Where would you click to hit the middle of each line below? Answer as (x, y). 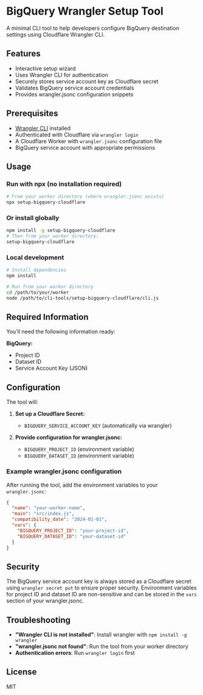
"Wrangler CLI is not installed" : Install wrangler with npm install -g (101, 635)
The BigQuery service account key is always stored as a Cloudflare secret (99, 581)
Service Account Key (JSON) (51, 368)
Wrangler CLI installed (43, 128)
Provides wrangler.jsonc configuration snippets (74, 94)
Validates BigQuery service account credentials (74, 88)
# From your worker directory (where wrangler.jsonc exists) (85, 197)
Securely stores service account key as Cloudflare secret (87, 81)
